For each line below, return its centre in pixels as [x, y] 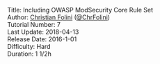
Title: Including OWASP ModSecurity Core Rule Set [80, 10]
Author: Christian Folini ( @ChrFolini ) [58, 17]
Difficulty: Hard [29, 46]
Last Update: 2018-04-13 [43, 32]
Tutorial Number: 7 [34, 24]
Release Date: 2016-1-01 [42, 39]
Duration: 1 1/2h [30, 54]
